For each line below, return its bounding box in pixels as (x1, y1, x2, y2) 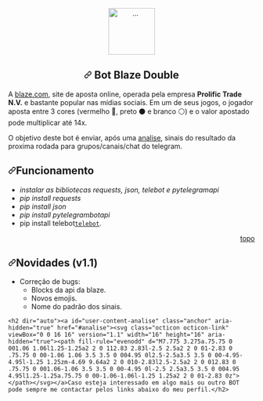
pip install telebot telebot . (19, 218, 102, 228)
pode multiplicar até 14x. (8, 118, 88, 127)
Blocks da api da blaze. (31, 286, 106, 295)
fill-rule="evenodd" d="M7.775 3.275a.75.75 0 (77, 337, 233, 346)
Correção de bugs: (19, 277, 81, 286)
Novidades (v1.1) (16, 257, 98, 270)
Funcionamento (16, 164, 95, 177)
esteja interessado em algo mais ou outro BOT (85, 379, 240, 387)
